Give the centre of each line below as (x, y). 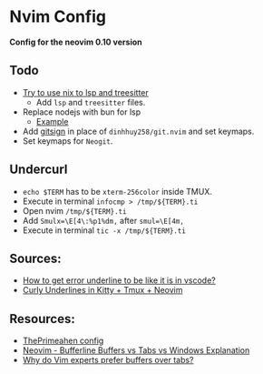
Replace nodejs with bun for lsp (82, 112)
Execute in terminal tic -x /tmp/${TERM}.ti (104, 230)
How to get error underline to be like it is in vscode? (119, 280)
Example (52, 121)
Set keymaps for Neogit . (68, 141)
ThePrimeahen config (63, 341)
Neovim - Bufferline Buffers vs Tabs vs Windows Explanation (136, 350)
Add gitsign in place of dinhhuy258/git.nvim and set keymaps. (138, 131)
